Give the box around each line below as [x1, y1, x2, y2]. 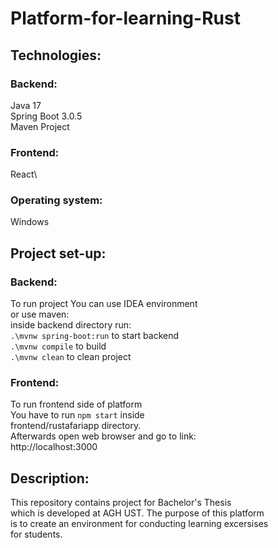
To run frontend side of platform [10, 398, 143, 411]
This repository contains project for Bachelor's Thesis [10, 497, 232, 509]
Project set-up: [10, 245, 107, 262]
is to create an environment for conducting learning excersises [10, 518, 269, 530]
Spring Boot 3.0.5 [10, 110, 83, 122]
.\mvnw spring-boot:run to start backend [10, 330, 180, 342]
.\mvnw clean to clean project [10, 351, 132, 363]
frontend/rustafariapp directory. [10, 420, 142, 432]
